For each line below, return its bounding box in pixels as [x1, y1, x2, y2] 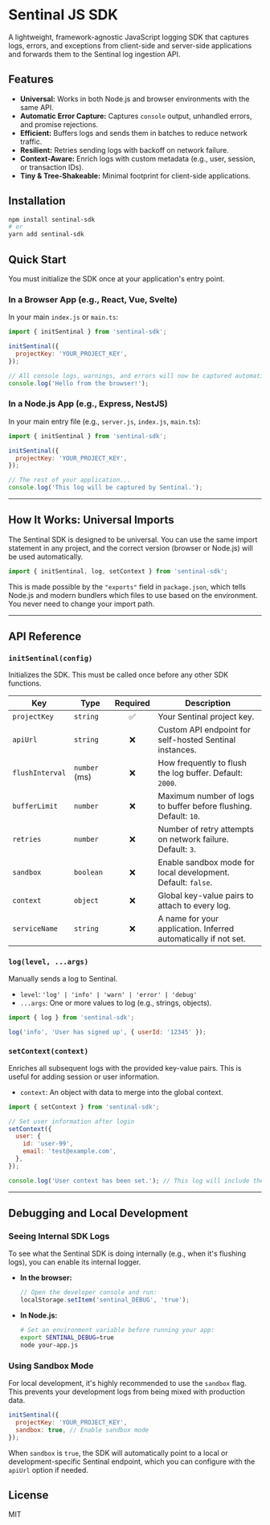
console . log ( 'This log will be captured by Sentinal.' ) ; [8, 484, 203, 492]
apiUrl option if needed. [8, 1465, 88, 1474]
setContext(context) [8, 1047, 89, 1056]
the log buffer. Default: [157, 768, 243, 779]
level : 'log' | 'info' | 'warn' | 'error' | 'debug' [19, 989, 198, 998]
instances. [157, 744, 197, 756]
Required [114, 698, 150, 709]
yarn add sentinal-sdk [8, 231, 84, 239]
